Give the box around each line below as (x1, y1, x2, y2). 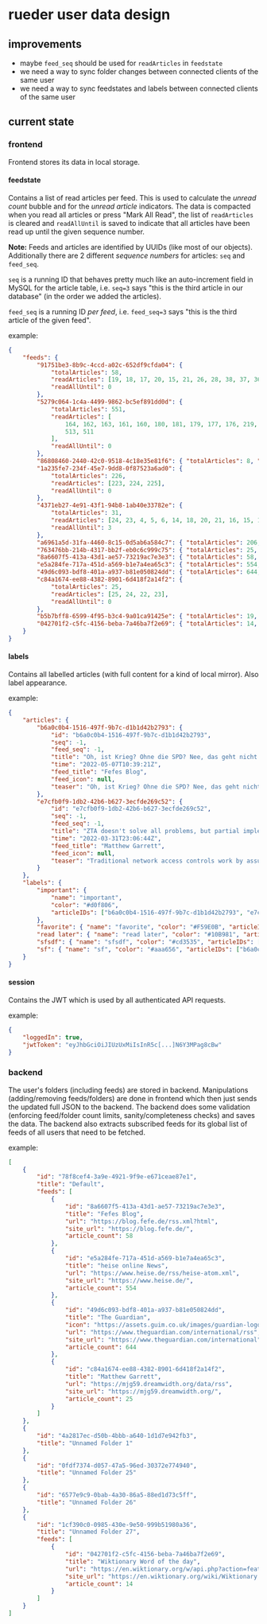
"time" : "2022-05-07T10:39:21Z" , (50, 761, 161, 769)
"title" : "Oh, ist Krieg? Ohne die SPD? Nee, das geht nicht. (50, 754, 261, 761)
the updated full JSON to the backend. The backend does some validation (8, 1102, 250, 1112)
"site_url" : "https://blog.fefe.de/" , (64, 1225, 194, 1233)
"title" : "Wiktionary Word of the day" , (64, 1557, 201, 1565)
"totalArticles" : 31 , (50, 509, 123, 517)
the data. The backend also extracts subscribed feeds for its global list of (8, 1119, 248, 1128)
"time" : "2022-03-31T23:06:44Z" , (50, 834, 161, 843)
